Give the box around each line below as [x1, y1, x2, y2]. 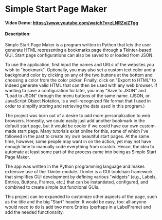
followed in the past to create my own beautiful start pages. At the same [5, 133, 150, 139]
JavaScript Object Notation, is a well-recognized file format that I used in [5, 98, 151, 103]
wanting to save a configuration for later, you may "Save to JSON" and [5, 87, 146, 93]
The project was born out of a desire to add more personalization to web [5, 112, 151, 118]
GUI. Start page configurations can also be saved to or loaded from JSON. [5, 52, 154, 58]
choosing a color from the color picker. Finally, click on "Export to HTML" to [5, 77, 157, 83]
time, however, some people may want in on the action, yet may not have [5, 138, 151, 144]
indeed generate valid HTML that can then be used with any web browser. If [5, 82, 157, 88]
